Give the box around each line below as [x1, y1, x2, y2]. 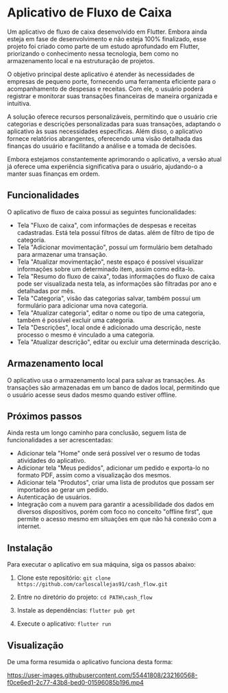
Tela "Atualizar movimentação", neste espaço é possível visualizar [16, 258, 204, 266]
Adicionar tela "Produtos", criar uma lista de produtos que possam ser [16, 479, 214, 487]
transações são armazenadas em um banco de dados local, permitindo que [7, 383, 220, 391]
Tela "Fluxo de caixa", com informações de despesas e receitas [16, 221, 197, 229]
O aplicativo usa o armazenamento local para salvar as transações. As [7, 376, 205, 384]
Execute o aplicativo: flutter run [16, 620, 112, 628]
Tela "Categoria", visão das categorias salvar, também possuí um [16, 294, 201, 302]
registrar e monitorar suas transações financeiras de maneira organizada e [7, 91, 218, 100]
